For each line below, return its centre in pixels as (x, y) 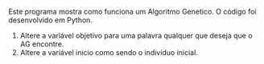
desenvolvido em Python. (50, 20)
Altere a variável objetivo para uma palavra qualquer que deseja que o (136, 36)
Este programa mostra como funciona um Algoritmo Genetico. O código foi (132, 12)
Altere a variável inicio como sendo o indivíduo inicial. (109, 52)
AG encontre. (42, 44)
